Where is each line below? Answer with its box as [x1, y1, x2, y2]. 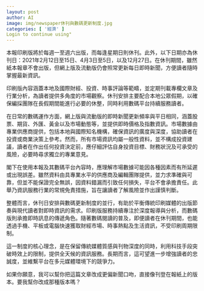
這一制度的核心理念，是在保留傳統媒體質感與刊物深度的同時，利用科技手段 [6, 242, 192, 250]
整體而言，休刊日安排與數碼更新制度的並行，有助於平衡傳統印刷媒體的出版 [6, 199, 192, 207]
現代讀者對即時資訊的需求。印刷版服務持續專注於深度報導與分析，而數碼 [16, 207, 198, 214]
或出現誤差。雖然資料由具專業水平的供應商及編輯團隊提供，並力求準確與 [6, 171, 187, 179]
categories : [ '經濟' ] [6, 26, 65, 32]
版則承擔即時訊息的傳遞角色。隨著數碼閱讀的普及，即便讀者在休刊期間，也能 [6, 214, 198, 222]
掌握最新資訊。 [6, 72, 44, 79]
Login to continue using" [6, 32, 72, 38]
